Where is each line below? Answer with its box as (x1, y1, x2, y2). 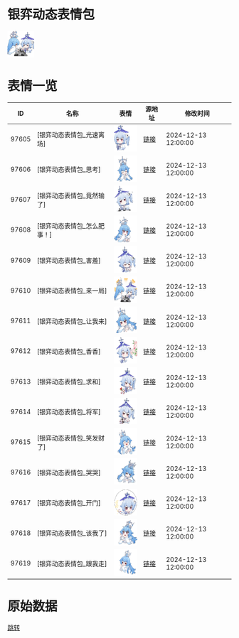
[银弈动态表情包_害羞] (36, 256, 101, 265)
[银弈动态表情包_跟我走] (36, 559, 107, 568)
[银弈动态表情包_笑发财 (36, 433, 105, 442)
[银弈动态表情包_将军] (36, 408, 101, 416)
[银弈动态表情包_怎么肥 (36, 221, 105, 229)
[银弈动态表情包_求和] (36, 377, 101, 386)
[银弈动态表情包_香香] (36, 347, 101, 355)
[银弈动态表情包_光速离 (36, 131, 105, 139)
